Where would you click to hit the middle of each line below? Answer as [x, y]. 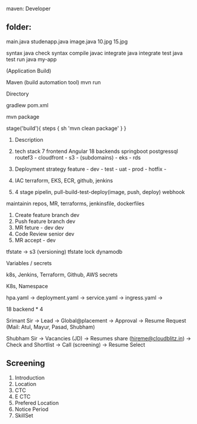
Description [29, 139]
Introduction [30, 377]
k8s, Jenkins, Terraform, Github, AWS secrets [62, 275]
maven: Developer [28, 9]
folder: [19, 27]
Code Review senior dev [45, 234]
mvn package [23, 117]
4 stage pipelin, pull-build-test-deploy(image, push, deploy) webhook [100, 192]
